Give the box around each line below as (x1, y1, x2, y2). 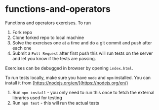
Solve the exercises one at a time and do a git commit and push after (12, 39, 152, 45)
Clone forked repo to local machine (12, 35, 84, 40)
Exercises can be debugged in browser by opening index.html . (5, 65, 133, 71)
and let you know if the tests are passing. (12, 55, 96, 61)
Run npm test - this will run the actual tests (12, 100, 100, 106)
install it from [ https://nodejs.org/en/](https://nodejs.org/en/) (5, 80, 128, 86)
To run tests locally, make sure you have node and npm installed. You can (5, 74, 151, 80)
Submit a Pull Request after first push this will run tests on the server (12, 50, 153, 56)
